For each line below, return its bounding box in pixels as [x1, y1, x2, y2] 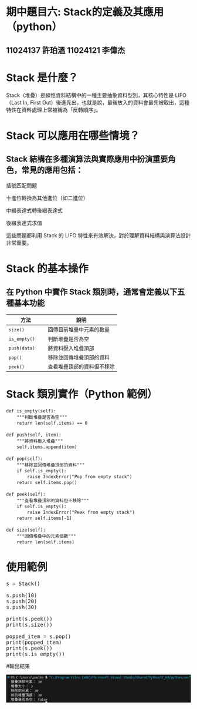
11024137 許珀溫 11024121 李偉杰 [6, 45, 125, 55]
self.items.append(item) [16, 444, 77, 450]
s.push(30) [6, 603, 38, 610]
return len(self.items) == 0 [16, 420, 88, 426]
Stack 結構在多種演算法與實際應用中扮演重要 [6, 154, 168, 164]
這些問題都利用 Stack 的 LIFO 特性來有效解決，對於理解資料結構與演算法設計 [6, 231, 191, 238]
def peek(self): [6, 491, 46, 497]
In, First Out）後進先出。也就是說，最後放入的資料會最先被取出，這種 [22, 99, 190, 106]
